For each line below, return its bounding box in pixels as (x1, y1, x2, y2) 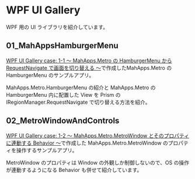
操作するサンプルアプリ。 (16, 146, 78, 153)
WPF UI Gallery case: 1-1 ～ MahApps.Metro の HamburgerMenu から (6, 57, 172, 64)
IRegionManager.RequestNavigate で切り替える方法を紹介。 (6, 99, 151, 106)
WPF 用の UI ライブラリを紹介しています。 (6, 23, 109, 30)
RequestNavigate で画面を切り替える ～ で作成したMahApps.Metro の (6, 64, 172, 71)
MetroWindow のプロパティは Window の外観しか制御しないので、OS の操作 (6, 159, 190, 166)
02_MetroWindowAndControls (6, 116, 120, 126)
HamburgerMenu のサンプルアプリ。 (6, 71, 95, 79)
